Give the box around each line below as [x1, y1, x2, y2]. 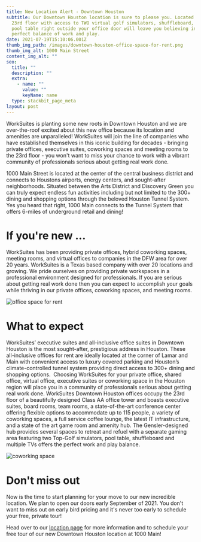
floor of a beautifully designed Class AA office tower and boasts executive [6, 396, 190, 404]
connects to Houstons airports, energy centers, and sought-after [6, 176, 166, 183]
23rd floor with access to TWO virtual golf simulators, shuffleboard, [11, 20, 194, 26]
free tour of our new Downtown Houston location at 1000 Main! [6, 531, 162, 538]
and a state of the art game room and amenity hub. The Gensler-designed [6, 422, 188, 429]
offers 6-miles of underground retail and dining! [6, 208, 124, 215]
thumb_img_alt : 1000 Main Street [6, 48, 90, 54]
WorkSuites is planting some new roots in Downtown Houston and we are [6, 120, 187, 127]
